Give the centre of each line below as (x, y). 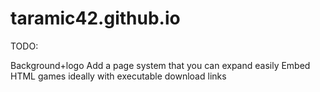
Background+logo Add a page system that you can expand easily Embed (160, 65)
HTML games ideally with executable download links (118, 76)
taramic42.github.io (95, 18)
